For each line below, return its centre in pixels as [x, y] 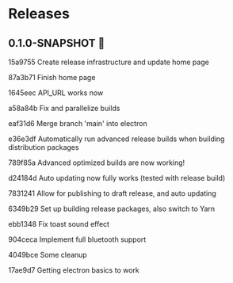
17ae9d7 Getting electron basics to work [74, 270]
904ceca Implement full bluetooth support [77, 239]
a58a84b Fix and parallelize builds [64, 108]
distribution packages [44, 147]
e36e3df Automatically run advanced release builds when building [116, 139]
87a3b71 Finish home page [52, 77]
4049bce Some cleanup [48, 255]
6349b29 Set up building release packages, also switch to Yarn [112, 208]
